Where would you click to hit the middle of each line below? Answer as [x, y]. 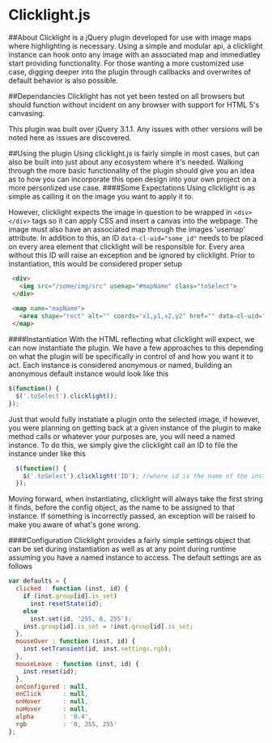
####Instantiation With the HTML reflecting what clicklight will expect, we [132, 339]
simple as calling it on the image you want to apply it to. [101, 196]
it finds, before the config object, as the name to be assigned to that [122, 507]
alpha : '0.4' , [54, 717]
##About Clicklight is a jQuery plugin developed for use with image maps [130, 37]
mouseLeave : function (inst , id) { [77, 664]
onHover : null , [52, 702]
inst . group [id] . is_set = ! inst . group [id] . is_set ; [108, 626]
